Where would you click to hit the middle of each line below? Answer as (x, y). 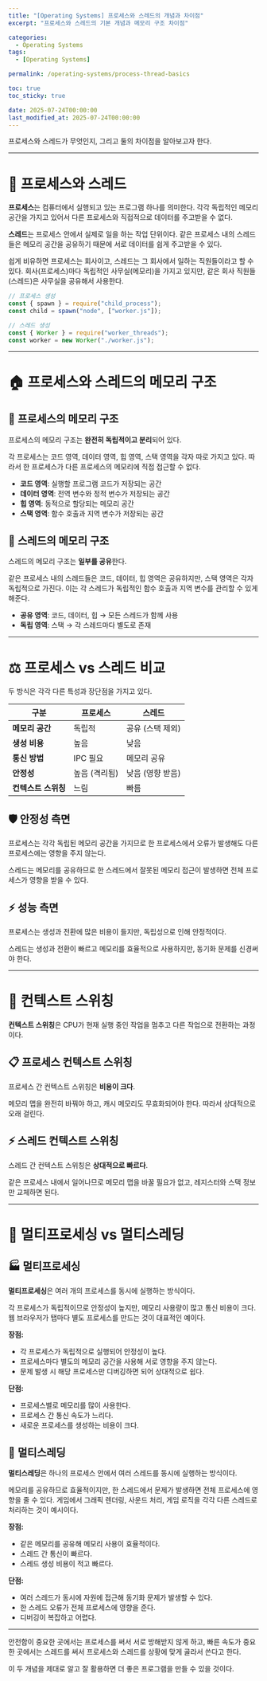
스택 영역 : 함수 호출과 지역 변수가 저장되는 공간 (92, 513)
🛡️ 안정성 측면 (39, 819)
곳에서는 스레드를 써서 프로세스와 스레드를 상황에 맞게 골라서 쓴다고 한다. (129, 1652)
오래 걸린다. (27, 1113)
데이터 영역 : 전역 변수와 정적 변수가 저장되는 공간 (95, 493)
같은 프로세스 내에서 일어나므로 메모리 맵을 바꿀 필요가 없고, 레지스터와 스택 (125, 1182)
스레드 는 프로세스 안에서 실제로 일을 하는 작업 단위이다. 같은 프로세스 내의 (122, 234)
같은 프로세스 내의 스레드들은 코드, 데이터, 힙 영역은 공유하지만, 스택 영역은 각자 (131, 578)
